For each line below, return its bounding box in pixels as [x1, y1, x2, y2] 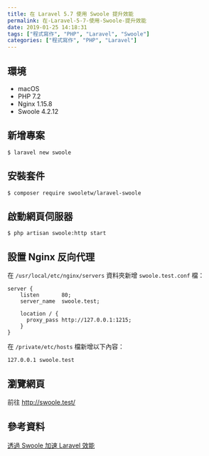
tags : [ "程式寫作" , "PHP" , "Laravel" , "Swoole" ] [7, 30, 150, 38]
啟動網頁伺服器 [7, 210, 73, 222]
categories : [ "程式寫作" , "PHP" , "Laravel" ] [7, 37, 137, 44]
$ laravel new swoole [7, 149, 72, 156]
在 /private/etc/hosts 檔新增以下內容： [7, 343, 124, 351]
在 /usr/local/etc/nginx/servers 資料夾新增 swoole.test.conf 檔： [7, 271, 205, 280]
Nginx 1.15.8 [17, 99, 53, 108]
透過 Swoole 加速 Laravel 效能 [7, 441, 95, 450]
